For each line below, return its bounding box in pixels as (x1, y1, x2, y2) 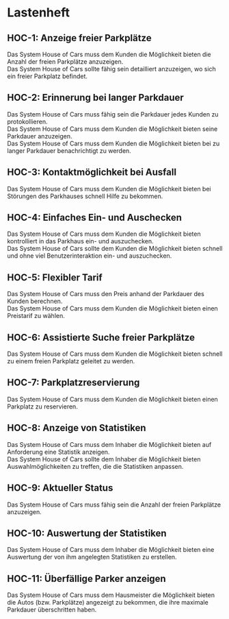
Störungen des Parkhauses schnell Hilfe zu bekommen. (7, 192, 163, 200)
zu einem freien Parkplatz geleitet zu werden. (7, 357, 135, 365)
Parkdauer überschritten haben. (7, 605, 97, 614)
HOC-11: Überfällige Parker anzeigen (7, 572, 166, 584)
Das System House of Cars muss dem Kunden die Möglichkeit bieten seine (7, 125, 218, 133)
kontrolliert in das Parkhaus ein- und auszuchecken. (7, 237, 154, 245)
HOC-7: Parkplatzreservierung (7, 377, 140, 389)
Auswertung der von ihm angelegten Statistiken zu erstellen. (7, 553, 177, 561)
